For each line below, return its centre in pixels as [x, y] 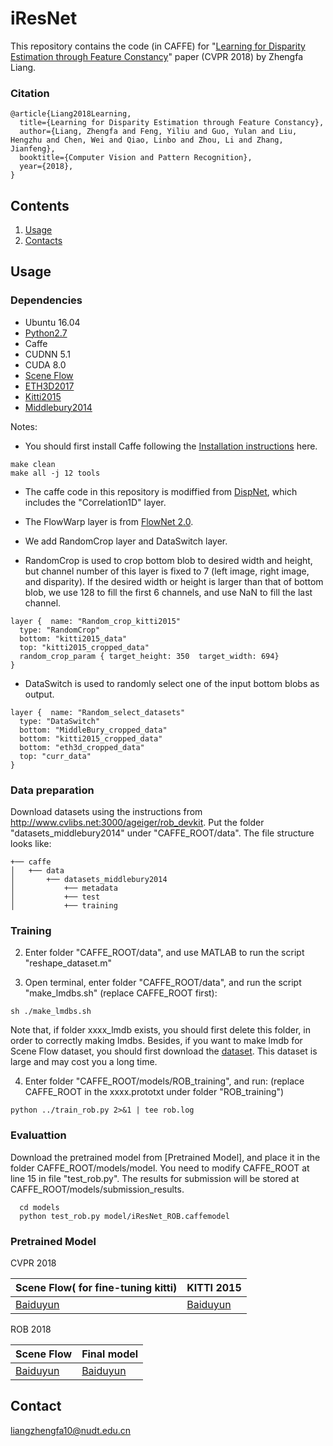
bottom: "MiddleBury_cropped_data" [93, 730]
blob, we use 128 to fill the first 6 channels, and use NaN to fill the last [168, 592]
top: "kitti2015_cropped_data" [84, 647]
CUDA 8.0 [45, 364]
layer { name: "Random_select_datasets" [98, 712]
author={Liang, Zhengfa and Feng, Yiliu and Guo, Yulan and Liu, [158, 132]
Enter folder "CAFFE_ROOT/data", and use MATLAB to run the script [164, 953]
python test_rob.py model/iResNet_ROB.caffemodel [124, 1216]
